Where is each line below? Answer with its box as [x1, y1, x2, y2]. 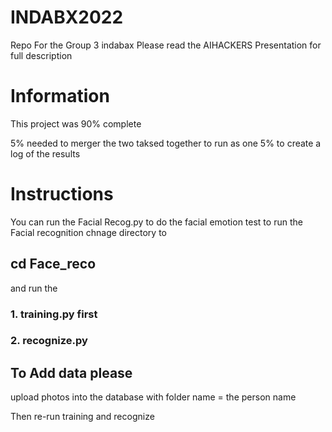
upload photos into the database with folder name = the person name [10, 391, 297, 403]
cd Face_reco [10, 256, 97, 273]
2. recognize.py [10, 334, 88, 348]
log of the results [10, 147, 81, 160]
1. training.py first [10, 307, 98, 321]
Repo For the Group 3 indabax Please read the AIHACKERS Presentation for [10, 39, 322, 51]
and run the [10, 282, 58, 294]
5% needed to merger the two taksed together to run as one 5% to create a [10, 137, 322, 149]
